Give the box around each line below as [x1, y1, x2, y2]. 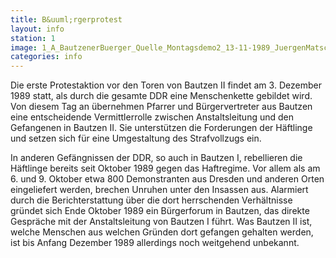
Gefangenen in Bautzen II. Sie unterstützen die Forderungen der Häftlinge [10, 122, 313, 134]
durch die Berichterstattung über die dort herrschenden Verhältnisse [10, 194, 293, 206]
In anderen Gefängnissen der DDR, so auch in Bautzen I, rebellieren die [10, 152, 303, 164]
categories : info [10, 52, 83, 62]
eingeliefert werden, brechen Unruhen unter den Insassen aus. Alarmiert [10, 184, 309, 196]
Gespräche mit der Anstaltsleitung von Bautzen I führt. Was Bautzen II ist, [10, 216, 313, 228]
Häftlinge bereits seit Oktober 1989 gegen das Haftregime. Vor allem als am [10, 162, 321, 175]
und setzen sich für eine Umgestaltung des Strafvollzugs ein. [10, 132, 262, 145]
